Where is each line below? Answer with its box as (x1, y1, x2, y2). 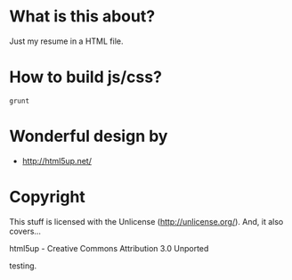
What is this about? (9, 6, 156, 27)
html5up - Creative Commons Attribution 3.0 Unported (9, 243, 209, 253)
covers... (9, 226, 42, 236)
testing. (9, 260, 37, 271)
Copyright (9, 187, 86, 207)
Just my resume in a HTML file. (9, 36, 124, 46)
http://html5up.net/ (21, 155, 92, 166)
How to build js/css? (9, 67, 163, 87)
